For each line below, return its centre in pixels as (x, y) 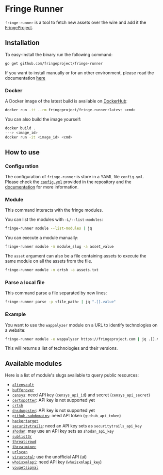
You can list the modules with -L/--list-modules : (54, 220)
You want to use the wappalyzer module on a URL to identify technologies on (81, 325)
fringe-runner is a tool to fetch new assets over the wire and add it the (76, 22)
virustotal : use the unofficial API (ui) (49, 457)
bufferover (23, 390)
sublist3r (22, 437)
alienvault (23, 385)
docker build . (20, 128)
